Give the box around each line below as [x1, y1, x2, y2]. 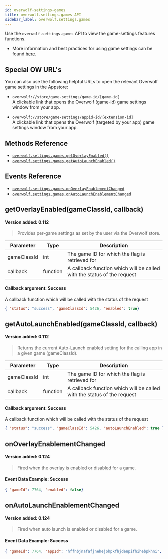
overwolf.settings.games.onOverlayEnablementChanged [12, 186, 125, 191]
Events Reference [5, 172, 61, 181]
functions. [5, 36, 26, 42]
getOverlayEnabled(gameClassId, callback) [5, 205, 144, 214]
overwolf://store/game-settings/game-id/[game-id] [12, 95, 120, 100]
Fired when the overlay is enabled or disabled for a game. [17, 465, 136, 471]
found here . [12, 51, 36, 57]
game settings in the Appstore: [5, 84, 68, 90]
